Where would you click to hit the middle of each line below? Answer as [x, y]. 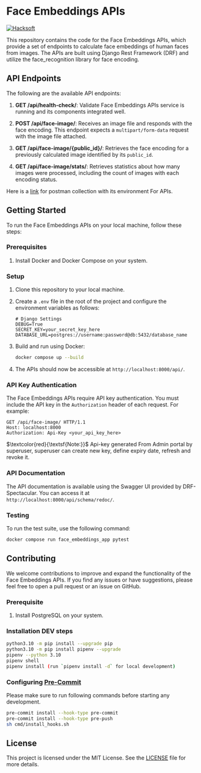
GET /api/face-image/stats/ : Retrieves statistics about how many [97, 166]
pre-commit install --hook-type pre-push [60, 718]
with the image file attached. [51, 136]
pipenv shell [23, 661]
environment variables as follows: [57, 308]
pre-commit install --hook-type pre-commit [62, 713]
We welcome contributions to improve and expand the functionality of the [99, 573]
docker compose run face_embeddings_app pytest [68, 540]
